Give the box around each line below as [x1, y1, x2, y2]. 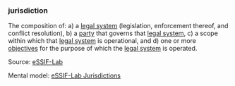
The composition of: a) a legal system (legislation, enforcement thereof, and [8, 22, 229, 30]
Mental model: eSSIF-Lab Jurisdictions [8, 71, 121, 80]
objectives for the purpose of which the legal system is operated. [8, 44, 198, 53]
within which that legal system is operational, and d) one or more [8, 37, 197, 45]
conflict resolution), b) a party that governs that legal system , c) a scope [8, 29, 218, 37]
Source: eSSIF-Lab [8, 58, 63, 66]
